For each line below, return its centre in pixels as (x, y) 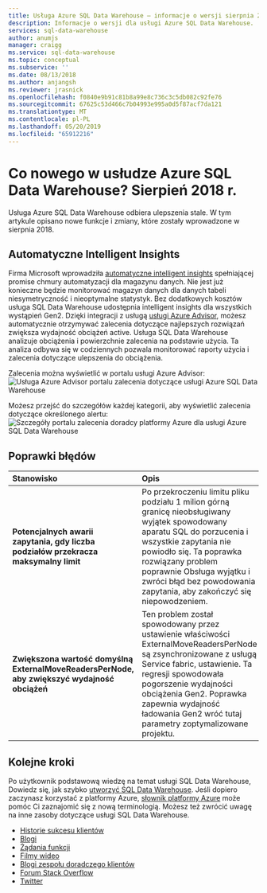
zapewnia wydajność (181, 704)
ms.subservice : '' (39, 68)
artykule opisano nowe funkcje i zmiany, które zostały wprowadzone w (124, 220)
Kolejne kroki (41, 762)
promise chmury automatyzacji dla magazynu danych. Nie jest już (116, 282)
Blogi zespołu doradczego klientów (77, 864)
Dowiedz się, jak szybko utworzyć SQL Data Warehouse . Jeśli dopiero (123, 790)
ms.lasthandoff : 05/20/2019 (55, 127)
